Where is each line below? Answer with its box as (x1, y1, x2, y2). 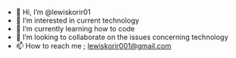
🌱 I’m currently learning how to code (15, 24, 135, 33)
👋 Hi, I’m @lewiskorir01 (15, 8, 91, 16)
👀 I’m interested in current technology (15, 16, 140, 25)
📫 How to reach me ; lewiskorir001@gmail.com (15, 42, 172, 50)
